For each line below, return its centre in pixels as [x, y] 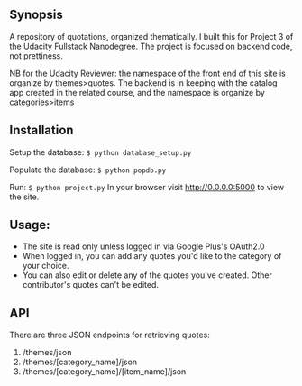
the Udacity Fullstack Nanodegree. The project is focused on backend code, [151, 46]
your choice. [46, 266]
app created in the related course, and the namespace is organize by [137, 92]
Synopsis [36, 15]
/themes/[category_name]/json [80, 362]
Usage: [30, 225]
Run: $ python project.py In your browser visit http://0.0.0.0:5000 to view [147, 187]
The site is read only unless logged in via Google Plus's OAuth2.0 [143, 246]
